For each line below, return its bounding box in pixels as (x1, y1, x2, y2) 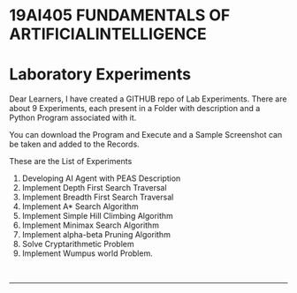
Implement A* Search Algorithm (21, 201, 139, 212)
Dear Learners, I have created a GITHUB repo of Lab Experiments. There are (9, 94, 287, 104)
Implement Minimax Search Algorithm (21, 220, 159, 230)
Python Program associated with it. (9, 112, 137, 124)
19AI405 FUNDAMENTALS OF (9, 5, 231, 26)
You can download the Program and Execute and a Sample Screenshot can (9, 130, 283, 140)
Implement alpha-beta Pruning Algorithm (21, 229, 171, 240)
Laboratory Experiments (9, 64, 192, 85)
